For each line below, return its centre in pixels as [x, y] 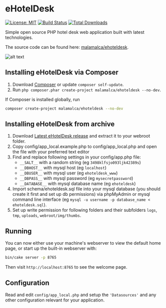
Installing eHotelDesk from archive [60, 124]
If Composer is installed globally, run [43, 99]
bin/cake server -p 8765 [31, 258]
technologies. [19, 37]
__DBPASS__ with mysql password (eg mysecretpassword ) [76, 178]
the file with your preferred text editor [51, 152]
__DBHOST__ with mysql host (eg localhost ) [63, 168]
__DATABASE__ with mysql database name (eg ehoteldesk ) [78, 184]
